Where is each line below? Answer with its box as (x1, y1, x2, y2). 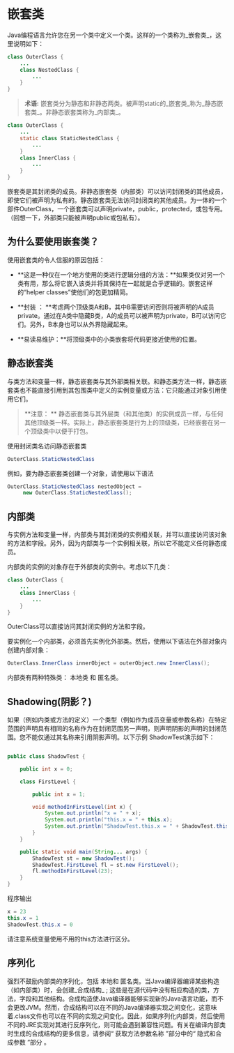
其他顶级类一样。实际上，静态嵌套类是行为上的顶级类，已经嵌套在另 (24, 418, 220, 426)
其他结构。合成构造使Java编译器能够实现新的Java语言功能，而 (37, 994, 218, 1003)
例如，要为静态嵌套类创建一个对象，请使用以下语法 (7, 469, 154, 478)
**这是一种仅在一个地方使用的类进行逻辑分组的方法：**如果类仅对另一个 (17, 270, 225, 279)
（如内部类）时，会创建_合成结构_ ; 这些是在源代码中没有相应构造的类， (7, 985, 214, 994)
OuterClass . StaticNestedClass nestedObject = (7, 483, 141, 490)
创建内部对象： (7, 646, 50, 654)
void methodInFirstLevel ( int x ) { (32, 803, 132, 810)
